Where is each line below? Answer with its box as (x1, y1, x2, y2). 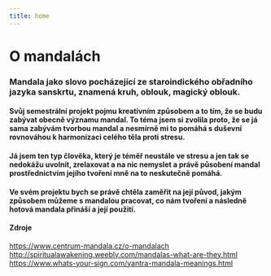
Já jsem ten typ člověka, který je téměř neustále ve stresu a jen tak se (9, 151, 250, 160)
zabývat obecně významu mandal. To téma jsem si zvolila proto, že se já (9, 115, 258, 125)
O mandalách (9, 46, 101, 65)
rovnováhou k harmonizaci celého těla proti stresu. (9, 132, 186, 142)
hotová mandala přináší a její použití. (9, 204, 137, 214)
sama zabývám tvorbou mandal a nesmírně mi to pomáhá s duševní (9, 124, 243, 134)
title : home (9, 11, 50, 20)
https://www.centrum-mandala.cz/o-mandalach (9, 241, 170, 251)
